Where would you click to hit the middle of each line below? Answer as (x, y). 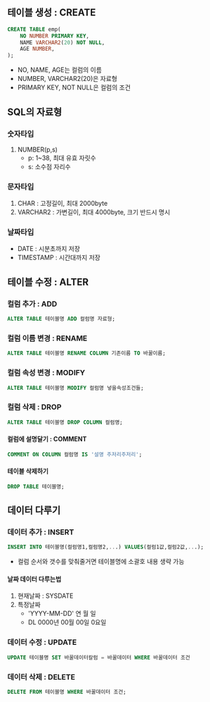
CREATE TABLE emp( (34, 29)
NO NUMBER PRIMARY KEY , (55, 36)
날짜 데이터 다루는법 (34, 579)
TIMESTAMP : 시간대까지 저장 (59, 258)
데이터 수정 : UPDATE (42, 642)
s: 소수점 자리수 (50, 166)
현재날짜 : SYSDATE (45, 596)
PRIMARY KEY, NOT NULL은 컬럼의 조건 (74, 87)
